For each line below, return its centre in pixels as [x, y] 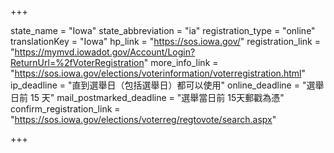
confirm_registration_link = [65, 109]
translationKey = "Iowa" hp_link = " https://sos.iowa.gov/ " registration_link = [165, 41]
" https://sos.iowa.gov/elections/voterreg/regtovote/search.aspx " [143, 119]
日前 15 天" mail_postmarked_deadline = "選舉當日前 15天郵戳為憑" [147, 97]
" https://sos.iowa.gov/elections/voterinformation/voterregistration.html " [158, 73]
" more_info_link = [181, 62]
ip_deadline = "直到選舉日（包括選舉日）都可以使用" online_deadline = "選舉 [167, 85]
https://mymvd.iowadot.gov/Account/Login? [105, 52]
